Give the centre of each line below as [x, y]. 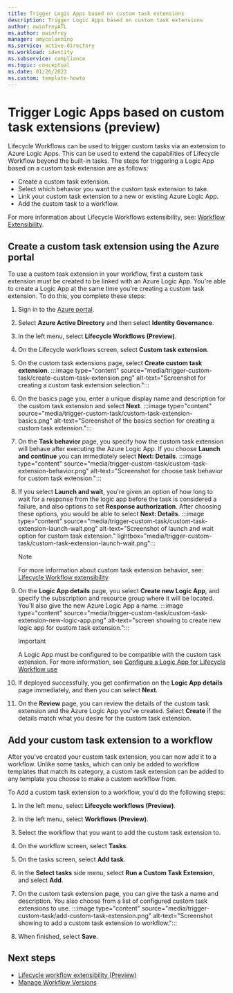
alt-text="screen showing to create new [164, 620]
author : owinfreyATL [38, 26]
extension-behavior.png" [53, 471]
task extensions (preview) [84, 127]
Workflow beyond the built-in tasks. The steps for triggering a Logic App [111, 161]
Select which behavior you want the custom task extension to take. [113, 189]
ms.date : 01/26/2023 [38, 71]
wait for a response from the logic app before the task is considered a [117, 499]
